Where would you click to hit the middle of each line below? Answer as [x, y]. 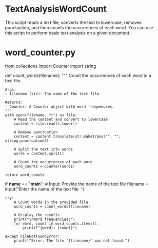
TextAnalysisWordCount [56, 9]
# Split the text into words [43, 149]
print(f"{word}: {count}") [50, 228]
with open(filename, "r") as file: [41, 115]
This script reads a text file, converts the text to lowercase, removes [73, 22]
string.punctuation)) [27, 141]
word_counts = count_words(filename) [52, 206]
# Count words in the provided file [51, 202]
